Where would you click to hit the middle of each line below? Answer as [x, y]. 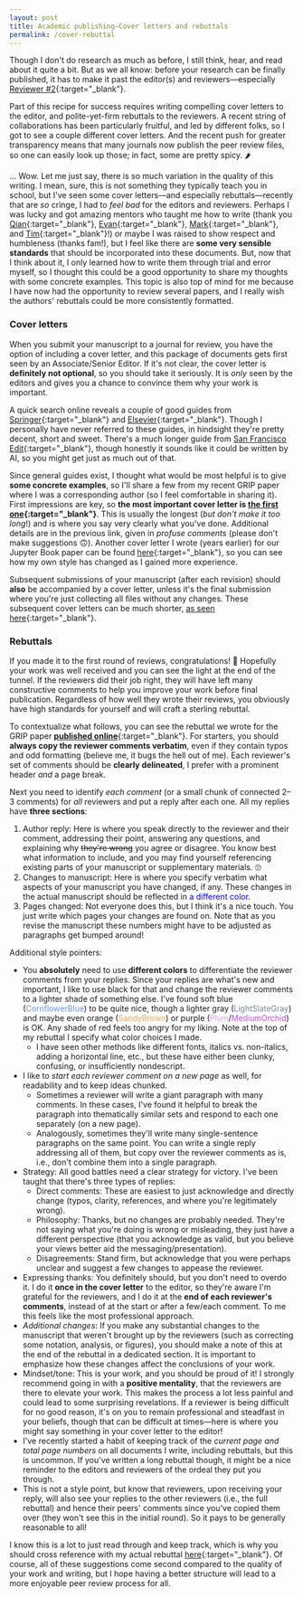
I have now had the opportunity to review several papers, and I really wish [147, 291]
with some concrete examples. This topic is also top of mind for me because [151, 282]
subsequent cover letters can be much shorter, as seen [112, 608]
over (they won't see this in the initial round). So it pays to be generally [154, 1517]
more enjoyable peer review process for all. [90, 1583]
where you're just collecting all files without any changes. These [129, 599]
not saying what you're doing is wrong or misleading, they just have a [165, 1229]
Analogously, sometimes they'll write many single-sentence [147, 1133]
